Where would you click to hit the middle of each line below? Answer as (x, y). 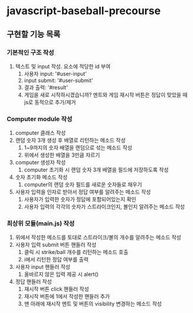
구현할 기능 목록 (34, 34)
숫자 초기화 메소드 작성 (41, 177)
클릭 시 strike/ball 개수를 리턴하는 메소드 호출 (76, 252)
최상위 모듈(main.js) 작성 (41, 224)
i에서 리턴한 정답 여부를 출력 (56, 260)
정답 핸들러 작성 (33, 282)
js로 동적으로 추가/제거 (50, 102)
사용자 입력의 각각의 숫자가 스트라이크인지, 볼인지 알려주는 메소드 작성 (104, 207)
